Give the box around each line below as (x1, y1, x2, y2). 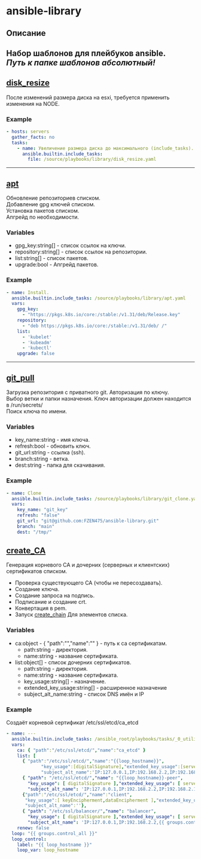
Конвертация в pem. (14, 605, 67, 612)
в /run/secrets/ (6, 402, 43, 409)
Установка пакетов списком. (6, 207, 80, 215)
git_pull (6, 372, 35, 383)
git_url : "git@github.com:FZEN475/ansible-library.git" (17, 518, 160, 524)
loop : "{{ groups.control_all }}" (11, 830, 98, 836)
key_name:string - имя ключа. (14, 436, 90, 444)
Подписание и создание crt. (14, 598, 87, 606)
